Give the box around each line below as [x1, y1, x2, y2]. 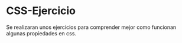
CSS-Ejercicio [6, 4, 76, 18]
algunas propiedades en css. [6, 29, 77, 37]
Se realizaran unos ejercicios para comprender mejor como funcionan [6, 24, 177, 31]
